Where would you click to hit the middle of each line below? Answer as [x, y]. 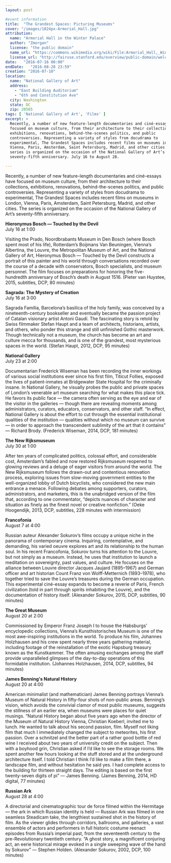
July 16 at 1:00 [20, 229]
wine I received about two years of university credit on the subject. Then [81, 743]
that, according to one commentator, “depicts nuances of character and [80, 499]
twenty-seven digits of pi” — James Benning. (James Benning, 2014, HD [81, 775]
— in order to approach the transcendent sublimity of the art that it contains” [85, 425]
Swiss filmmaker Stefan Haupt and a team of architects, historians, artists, [83, 324]
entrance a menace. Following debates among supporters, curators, [77, 488]
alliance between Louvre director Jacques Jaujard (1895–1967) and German [85, 568]
